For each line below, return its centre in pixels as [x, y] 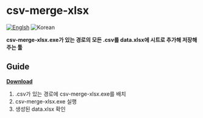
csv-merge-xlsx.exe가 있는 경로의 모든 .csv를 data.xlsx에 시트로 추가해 [94, 39]
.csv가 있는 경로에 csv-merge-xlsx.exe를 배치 [70, 94]
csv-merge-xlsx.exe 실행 [46, 101]
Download [20, 81]
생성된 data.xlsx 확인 [40, 109]
